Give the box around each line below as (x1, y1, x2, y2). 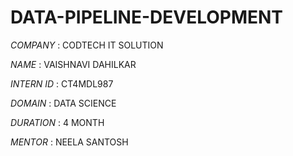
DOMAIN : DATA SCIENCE (10, 97, 117, 109)
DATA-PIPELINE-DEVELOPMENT (10, 6, 284, 29)
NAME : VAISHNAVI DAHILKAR (10, 58, 137, 70)
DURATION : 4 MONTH (10, 116, 105, 128)
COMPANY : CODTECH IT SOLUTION (10, 39, 164, 51)
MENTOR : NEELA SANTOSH (10, 136, 129, 148)
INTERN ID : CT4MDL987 (10, 77, 114, 90)
